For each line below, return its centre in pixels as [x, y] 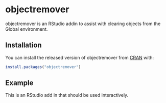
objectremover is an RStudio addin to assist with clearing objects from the [83, 24]
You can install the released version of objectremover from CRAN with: [80, 57]
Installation [23, 45]
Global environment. [27, 29]
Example [19, 83]
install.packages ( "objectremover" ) [43, 67]
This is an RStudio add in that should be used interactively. [67, 95]
